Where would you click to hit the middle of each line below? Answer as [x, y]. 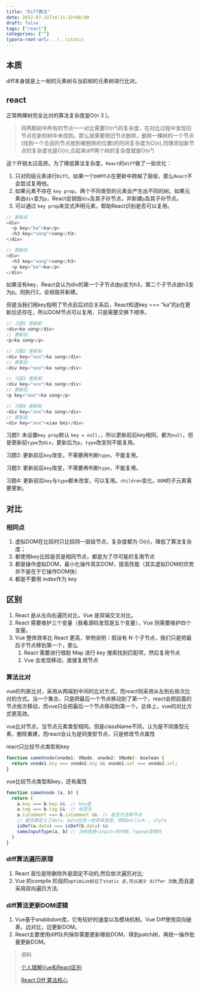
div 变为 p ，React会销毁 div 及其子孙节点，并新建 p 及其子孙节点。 [103, 198]
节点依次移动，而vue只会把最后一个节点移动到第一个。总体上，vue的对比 [97, 706]
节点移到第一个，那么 [52, 645]
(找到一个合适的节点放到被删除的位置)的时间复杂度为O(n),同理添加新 [105, 143]
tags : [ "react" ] [26, 28]
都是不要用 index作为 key [46, 579]
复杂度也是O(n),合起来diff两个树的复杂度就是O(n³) [93, 150]
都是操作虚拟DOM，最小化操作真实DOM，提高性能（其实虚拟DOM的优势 [104, 564]
